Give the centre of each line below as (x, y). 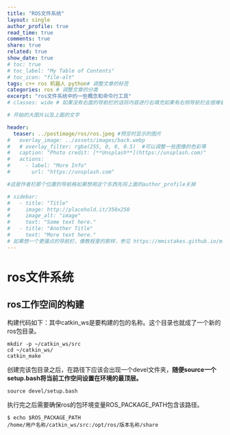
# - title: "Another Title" (50, 229)
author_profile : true (38, 26)
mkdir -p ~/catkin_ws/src (44, 344)
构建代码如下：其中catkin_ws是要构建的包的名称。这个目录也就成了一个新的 (114, 322)
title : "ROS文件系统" (36, 13)
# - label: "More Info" (47, 166)
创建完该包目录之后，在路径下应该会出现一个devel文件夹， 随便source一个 (112, 369)
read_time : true (30, 33)
